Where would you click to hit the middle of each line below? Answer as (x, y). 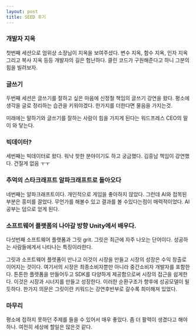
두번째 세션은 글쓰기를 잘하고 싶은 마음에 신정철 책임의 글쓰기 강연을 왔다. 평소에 (98, 98)
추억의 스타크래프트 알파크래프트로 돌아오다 (64, 180)
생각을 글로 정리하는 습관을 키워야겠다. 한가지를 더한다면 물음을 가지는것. (89, 106)
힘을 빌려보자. (22, 67)
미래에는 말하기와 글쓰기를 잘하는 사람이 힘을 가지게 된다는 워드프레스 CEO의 (94, 118)
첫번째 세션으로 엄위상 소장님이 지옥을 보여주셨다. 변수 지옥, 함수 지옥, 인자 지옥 (97, 52)
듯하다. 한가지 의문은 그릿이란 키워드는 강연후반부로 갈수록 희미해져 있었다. (92, 289)
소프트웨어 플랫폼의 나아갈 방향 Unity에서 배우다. (71, 226)
